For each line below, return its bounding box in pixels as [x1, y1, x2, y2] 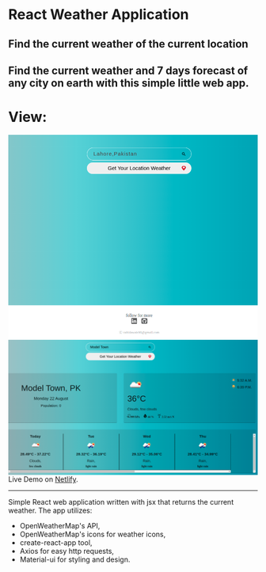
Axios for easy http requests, [19, 547, 115, 556]
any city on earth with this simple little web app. [8, 76, 249, 90]
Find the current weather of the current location [8, 37, 249, 51]
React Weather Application [8, 6, 189, 24]
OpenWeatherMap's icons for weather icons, [19, 529, 166, 540]
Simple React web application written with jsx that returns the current [8, 498, 234, 507]
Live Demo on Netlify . [8, 475, 79, 484]
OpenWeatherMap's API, [19, 521, 101, 531]
